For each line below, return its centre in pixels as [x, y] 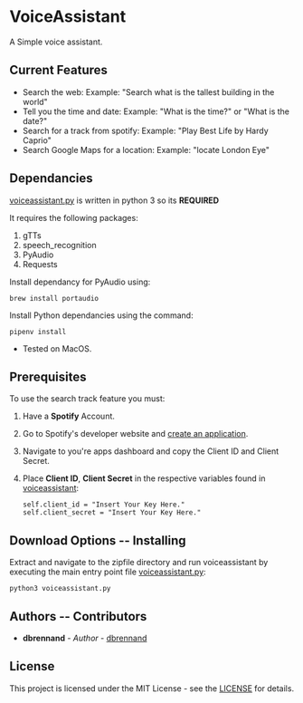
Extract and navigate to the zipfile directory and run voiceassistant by [139, 563]
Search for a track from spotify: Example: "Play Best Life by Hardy [145, 130]
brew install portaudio [54, 298]
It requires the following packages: [74, 217]
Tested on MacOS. [57, 348]
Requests [40, 264]
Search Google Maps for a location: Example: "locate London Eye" [146, 149]
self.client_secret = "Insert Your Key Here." [112, 513]
